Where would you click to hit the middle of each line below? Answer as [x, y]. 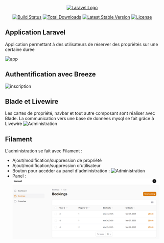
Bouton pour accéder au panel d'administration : [61, 171]
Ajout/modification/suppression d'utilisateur [57, 166]
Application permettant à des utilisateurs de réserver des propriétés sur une [82, 44]
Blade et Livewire [32, 102]
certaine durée [20, 49]
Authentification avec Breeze [51, 74]
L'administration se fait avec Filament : [44, 151]
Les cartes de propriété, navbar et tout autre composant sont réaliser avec [80, 113]
